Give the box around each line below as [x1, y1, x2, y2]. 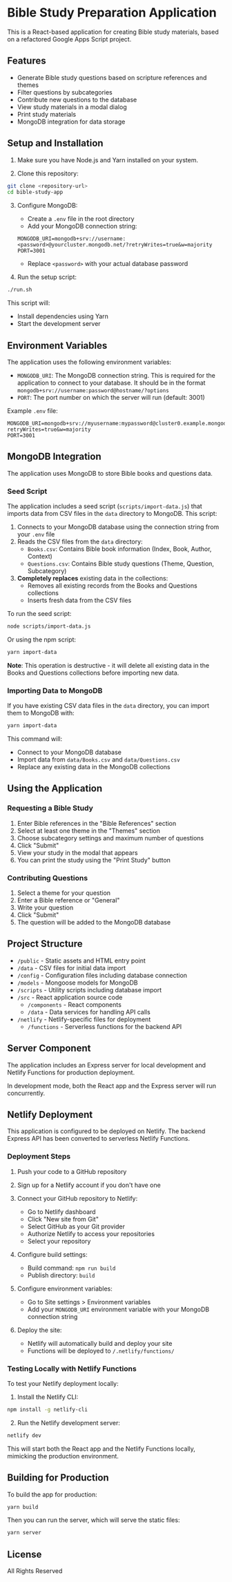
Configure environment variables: [17, 1284, 113, 1293]
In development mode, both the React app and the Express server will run [7, 1081, 216, 1090]
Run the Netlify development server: [17, 1418, 121, 1427]
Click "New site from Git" [27, 1215, 99, 1223]
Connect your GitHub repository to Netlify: [17, 1194, 138, 1202]
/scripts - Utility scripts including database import [17, 985, 162, 994]
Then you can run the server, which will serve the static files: [7, 1516, 180, 1524]
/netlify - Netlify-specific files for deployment [17, 1015, 151, 1023]
